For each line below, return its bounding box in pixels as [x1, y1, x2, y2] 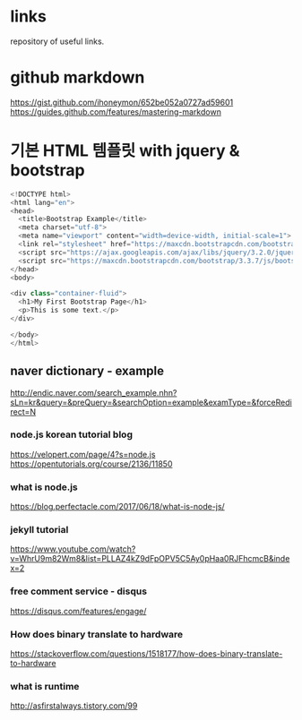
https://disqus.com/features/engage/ [10, 605, 147, 616]
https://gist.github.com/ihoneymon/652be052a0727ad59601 [10, 97, 234, 107]
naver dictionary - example [10, 364, 165, 379]
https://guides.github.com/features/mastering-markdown [10, 106, 222, 117]
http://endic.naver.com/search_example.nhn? [10, 387, 177, 398]
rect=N [10, 406, 37, 417]
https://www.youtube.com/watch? [10, 544, 136, 554]
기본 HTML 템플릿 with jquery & [10, 141, 240, 161]
